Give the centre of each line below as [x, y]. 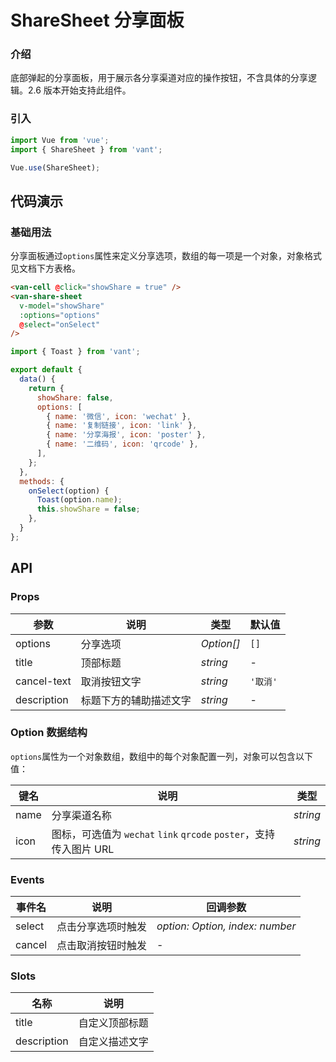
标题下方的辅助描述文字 [136, 700]
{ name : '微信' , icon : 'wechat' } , [119, 416]
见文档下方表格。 [45, 268]
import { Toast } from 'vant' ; [75, 352]
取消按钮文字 [111, 681]
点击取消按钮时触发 [102, 946]
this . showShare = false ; [88, 509]
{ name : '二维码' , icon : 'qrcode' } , [122, 444]
